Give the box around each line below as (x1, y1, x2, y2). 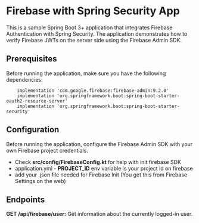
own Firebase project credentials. (6, 147, 88, 154)
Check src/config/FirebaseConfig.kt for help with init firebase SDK (14, 158, 182, 165)
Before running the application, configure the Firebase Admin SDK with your (6, 140, 193, 147)
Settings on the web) (14, 177, 67, 184)
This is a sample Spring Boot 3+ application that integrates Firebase (6, 24, 173, 31)
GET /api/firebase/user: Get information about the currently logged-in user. (6, 210, 193, 218)
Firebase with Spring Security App (6, 4, 180, 18)
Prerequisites (6, 54, 57, 64)
